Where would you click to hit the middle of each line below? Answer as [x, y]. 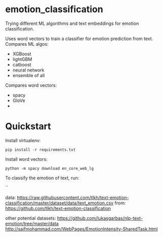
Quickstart [28, 127]
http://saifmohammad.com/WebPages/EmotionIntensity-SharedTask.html [81, 229]
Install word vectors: [27, 159]
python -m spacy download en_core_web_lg [50, 168]
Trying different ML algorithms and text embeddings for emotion [72, 23]
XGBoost [22, 54]
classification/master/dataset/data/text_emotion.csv [59, 203]
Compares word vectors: [31, 85]
